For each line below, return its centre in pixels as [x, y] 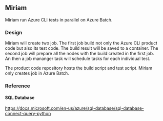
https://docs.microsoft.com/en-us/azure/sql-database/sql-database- [74, 108]
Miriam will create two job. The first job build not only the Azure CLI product [81, 43]
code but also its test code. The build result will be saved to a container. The [82, 48]
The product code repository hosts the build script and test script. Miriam [79, 68]
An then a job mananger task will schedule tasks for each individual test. [78, 59]
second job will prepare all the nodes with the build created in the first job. [80, 54]
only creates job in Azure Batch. [37, 73]
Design [14, 32]
